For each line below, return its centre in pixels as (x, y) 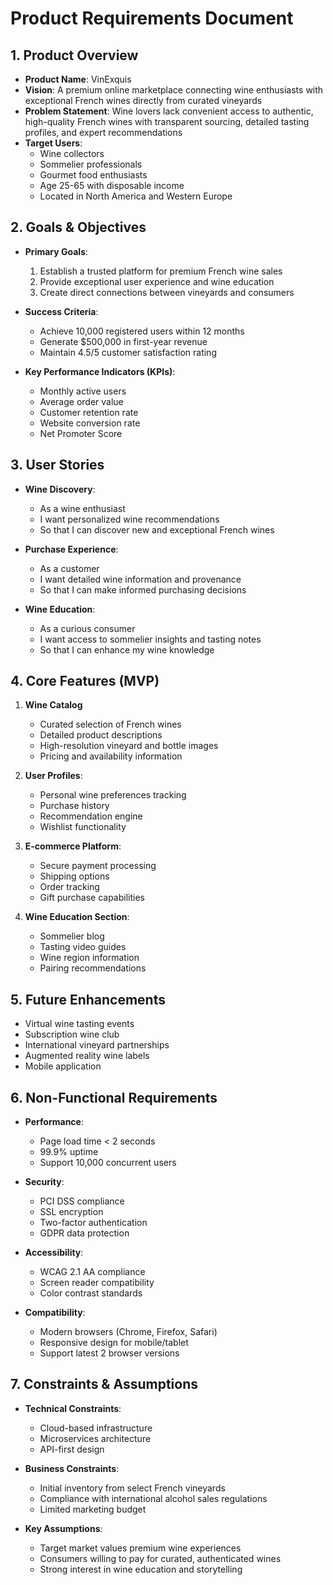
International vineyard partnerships (97, 1045)
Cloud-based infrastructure (96, 1428)
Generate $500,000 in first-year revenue (123, 341)
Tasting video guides (83, 947)
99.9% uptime (69, 1152)
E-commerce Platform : (73, 846)
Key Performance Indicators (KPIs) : (100, 371)
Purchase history (74, 806)
